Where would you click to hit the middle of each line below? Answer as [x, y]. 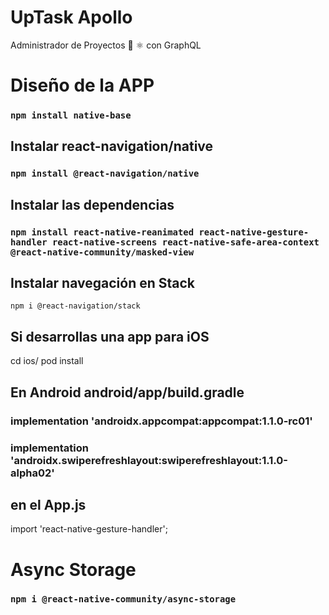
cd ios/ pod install [47, 361]
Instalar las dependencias [92, 204]
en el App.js [48, 504]
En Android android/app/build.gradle [127, 392]
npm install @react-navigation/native [105, 174]
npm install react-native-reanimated [102, 232]
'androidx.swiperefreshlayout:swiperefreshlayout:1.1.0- [149, 460]
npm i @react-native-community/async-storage [123, 599]
